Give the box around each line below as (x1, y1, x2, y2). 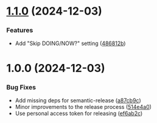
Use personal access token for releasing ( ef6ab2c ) (15, 110, 143, 117)
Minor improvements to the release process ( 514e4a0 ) (15, 103, 152, 110)
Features (6, 26, 33, 35)
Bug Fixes (6, 83, 37, 91)
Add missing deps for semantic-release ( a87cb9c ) (15, 96, 141, 104)
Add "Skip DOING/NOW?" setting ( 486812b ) (15, 40, 126, 47)
